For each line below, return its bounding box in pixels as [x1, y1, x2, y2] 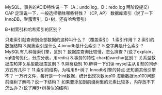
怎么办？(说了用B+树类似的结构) [5, 85, 69, 91]
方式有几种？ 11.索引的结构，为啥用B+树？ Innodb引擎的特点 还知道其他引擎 [5, 67, 156, 72]
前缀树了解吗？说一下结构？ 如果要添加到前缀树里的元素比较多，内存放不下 [5, 79, 155, 84]
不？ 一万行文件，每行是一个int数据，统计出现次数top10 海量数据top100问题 [5, 73, 156, 79]
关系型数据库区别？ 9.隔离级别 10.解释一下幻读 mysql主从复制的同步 [21, 61, 158, 67]
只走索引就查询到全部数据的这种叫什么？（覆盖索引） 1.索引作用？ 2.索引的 [5, 37, 155, 42]
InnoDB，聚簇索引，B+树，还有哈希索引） [5, 16, 89, 22]
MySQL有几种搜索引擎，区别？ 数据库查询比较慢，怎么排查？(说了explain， [5, 49, 156, 54]
